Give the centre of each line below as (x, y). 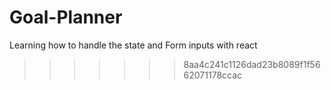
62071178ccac (213, 75)
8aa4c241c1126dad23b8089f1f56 (252, 64)
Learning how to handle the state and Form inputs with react (133, 45)
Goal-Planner (66, 17)
